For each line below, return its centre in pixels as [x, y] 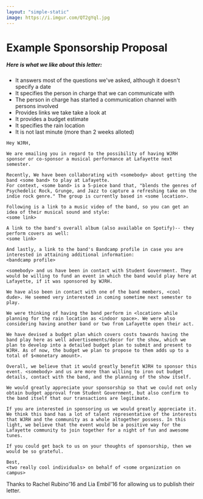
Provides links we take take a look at [60, 112]
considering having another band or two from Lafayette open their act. [100, 324]
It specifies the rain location [50, 125]
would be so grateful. [35, 451]
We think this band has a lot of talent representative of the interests [102, 414]
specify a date [33, 86]
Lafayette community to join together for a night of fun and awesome [98, 430]
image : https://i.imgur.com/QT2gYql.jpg [58, 18]
